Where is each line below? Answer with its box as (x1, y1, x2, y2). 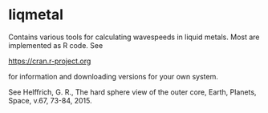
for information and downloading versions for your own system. (8, 71, 219, 81)
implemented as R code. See (8, 40, 104, 50)
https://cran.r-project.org (8, 56, 91, 66)
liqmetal (8, 6, 64, 24)
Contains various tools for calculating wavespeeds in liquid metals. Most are (8, 32, 260, 42)
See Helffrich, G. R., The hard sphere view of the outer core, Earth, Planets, (8, 87, 257, 97)
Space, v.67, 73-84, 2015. (8, 95, 92, 105)
